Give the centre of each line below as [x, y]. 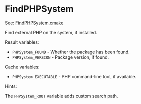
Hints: [11, 86]
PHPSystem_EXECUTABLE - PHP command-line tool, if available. [74, 76]
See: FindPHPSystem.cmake [34, 23]
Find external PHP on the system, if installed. [51, 32]
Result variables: [22, 42]
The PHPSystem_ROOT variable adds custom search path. [62, 96]
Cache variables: [22, 67]
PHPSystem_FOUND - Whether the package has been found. [71, 52]
